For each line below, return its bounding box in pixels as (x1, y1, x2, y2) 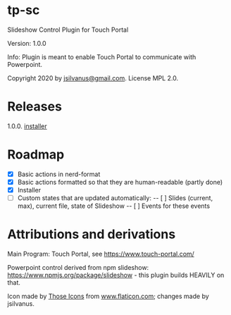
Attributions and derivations (7, 226, 176, 242)
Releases (7, 99, 62, 115)
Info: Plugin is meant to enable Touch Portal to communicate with (7, 52, 196, 61)
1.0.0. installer (7, 122, 47, 130)
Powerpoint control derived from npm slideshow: (7, 264, 149, 271)
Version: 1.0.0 (7, 39, 47, 47)
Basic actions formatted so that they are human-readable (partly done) (17, 178, 223, 186)
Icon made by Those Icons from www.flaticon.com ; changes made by (7, 292, 209, 300)
